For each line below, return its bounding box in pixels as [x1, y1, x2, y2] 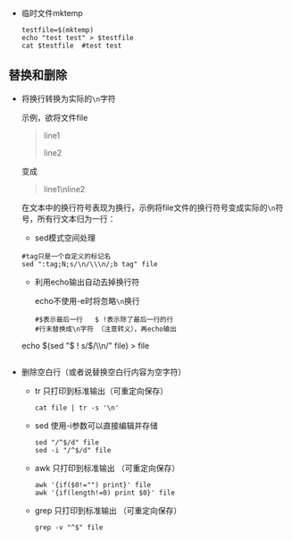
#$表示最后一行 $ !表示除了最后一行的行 [34, 315, 174, 324]
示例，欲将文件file [21, 112, 88, 123]
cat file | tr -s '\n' [34, 403, 120, 412]
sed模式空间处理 [34, 232, 96, 243]
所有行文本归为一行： [37, 213, 116, 224]
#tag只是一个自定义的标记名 [21, 251, 112, 261]
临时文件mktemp [21, 8, 84, 18]
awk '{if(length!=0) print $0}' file [34, 488, 176, 497]
